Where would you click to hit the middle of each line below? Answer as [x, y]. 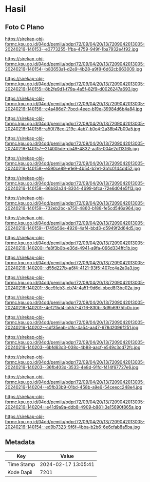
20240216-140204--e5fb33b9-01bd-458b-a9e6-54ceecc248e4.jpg [74, 387]
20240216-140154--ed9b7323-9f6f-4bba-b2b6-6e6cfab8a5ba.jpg [73, 427]
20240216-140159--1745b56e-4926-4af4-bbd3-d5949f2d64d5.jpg [73, 228]
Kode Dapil [20, 472]
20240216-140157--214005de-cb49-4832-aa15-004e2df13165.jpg [72, 149]
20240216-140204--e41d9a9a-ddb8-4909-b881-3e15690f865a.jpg [73, 407]
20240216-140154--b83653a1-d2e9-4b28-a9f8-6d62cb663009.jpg [74, 69]
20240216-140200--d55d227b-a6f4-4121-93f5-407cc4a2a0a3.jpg [72, 268]
